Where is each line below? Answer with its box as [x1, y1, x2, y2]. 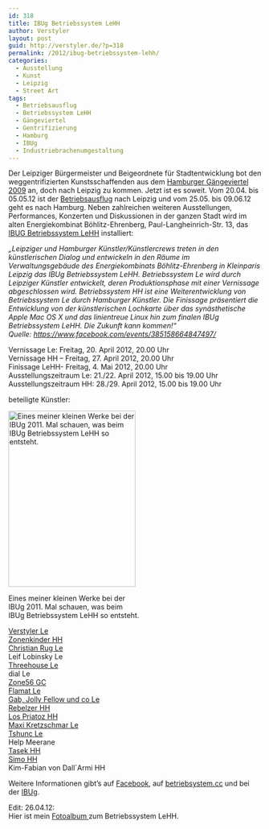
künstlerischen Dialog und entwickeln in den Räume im [8, 253, 190, 262]
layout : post [8, 34, 52, 43]
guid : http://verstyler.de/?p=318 [8, 42, 124, 50]
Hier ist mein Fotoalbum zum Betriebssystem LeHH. [8, 811, 179, 821]
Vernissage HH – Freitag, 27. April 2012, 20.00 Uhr [8, 353, 174, 363]
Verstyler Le [8, 626, 49, 636]
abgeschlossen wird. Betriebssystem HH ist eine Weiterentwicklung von [8, 287, 247, 296]
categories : [8, 57, 48, 65]
